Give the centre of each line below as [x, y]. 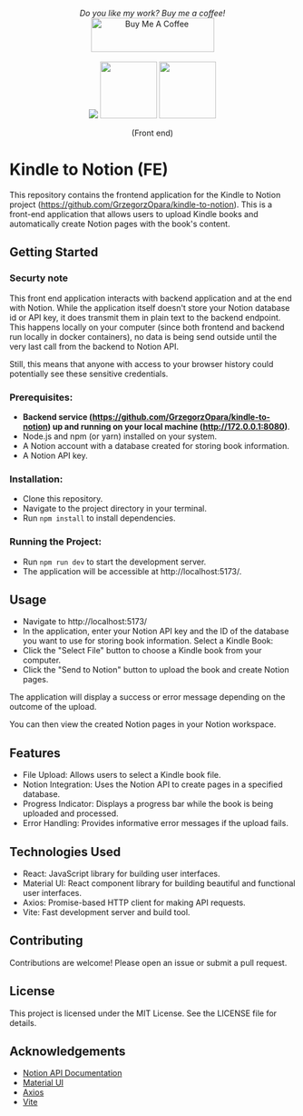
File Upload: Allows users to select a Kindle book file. [122, 775]
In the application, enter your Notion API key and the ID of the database [156, 632]
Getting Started [54, 252]
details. [23, 1022]
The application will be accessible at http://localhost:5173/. [132, 571]
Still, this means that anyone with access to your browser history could [142, 364]
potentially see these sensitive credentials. [89, 374]
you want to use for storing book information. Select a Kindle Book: [148, 641]
